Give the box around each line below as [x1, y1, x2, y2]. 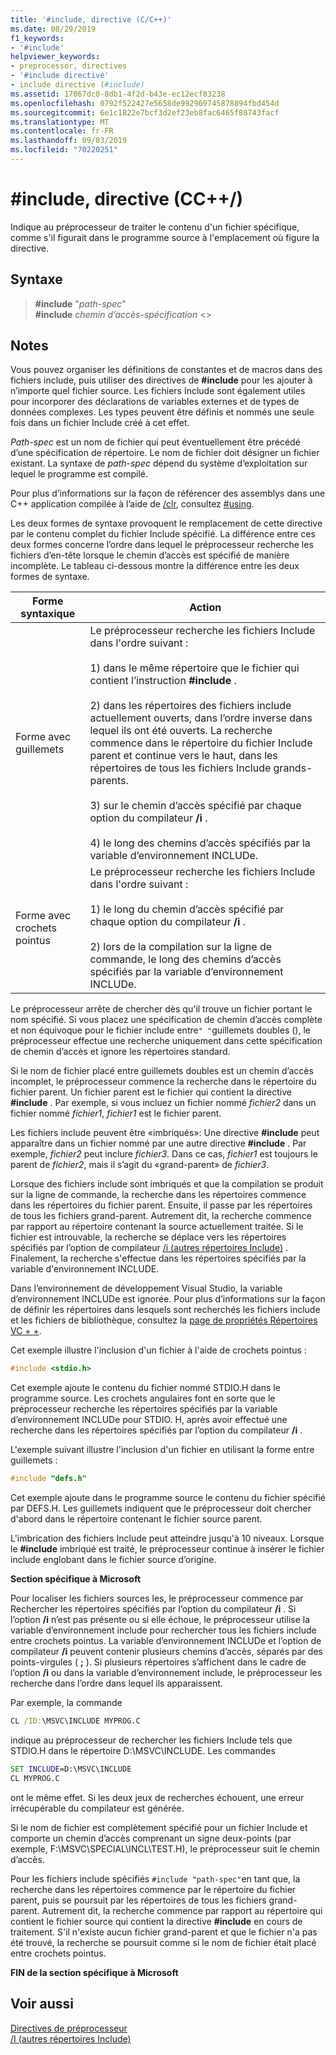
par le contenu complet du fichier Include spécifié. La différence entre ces [10, 528, 316, 540]
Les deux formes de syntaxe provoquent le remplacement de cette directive [10, 517, 323, 530]
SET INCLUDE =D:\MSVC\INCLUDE [10, 1764, 132, 1775]
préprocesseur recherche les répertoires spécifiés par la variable [10, 1403, 278, 1415]
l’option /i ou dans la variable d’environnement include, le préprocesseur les [10, 1667, 323, 1679]
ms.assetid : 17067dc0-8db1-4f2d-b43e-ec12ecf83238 [10, 89, 226, 99]
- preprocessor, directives [10, 61, 128, 71]
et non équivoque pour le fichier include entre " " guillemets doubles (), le [10, 1024, 311, 1036]
